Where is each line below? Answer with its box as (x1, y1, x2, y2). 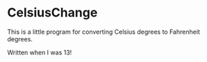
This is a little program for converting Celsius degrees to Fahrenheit (7, 28, 200, 36)
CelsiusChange (7, 5, 98, 21)
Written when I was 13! (7, 48, 72, 56)
